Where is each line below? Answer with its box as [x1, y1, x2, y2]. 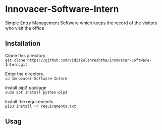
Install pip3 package [5, 85, 47, 90]
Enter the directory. [5, 71, 45, 77]
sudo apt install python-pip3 [5, 90, 68, 95]
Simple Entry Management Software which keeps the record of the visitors [5, 20, 158, 26]
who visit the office [5, 25, 45, 31]
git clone [5, 58, 26, 63]
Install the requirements [5, 98, 54, 104]
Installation [5, 40, 41, 48]
